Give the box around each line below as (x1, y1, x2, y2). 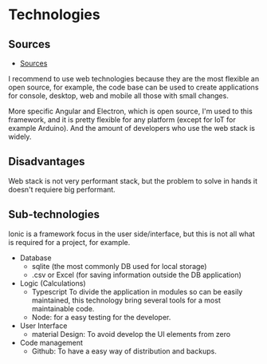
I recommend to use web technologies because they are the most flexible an (8, 74, 260, 83)
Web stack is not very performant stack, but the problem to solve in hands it (8, 176, 257, 185)
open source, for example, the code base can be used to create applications (8, 82, 259, 92)
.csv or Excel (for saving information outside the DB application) (31, 270, 241, 279)
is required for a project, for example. (8, 237, 131, 247)
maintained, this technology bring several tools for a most (31, 295, 221, 305)
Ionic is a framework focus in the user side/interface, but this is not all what (8, 229, 255, 239)
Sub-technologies (8, 208, 100, 221)
